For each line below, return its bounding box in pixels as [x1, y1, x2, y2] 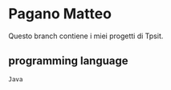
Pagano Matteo [8, 5, 112, 23]
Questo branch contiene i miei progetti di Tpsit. [8, 31, 164, 41]
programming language [8, 54, 128, 68]
